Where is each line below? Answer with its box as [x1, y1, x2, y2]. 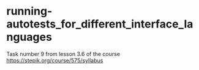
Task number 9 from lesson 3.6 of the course [6, 50, 121, 57]
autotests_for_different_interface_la [6, 17, 193, 31]
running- [6, 4, 53, 18]
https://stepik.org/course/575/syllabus [6, 57, 103, 64]
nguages [6, 30, 52, 44]
